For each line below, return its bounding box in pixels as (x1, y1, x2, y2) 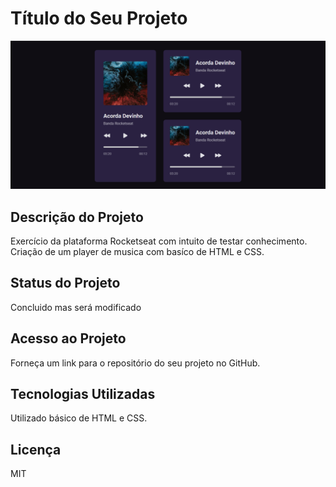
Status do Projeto (10, 275, 121, 292)
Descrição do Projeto (10, 208, 144, 226)
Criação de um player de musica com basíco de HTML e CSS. (10, 245, 265, 257)
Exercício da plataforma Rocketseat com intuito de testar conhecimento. (10, 235, 308, 247)
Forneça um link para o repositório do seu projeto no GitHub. (10, 357, 261, 369)
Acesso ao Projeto (10, 330, 127, 347)
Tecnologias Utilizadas (10, 386, 156, 402)
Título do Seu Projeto (10, 7, 188, 30)
